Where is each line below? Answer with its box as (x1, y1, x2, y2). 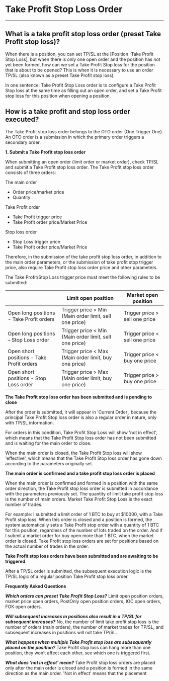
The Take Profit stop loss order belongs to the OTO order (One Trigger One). (5, 128, 163, 134)
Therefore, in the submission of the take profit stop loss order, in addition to (5, 253, 162, 260)
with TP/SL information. (5, 419, 54, 425)
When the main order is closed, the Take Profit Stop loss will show (5, 450, 142, 456)
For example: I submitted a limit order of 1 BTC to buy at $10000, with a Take (5, 511, 163, 517)
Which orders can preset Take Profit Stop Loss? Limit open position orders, (5, 592, 164, 599)
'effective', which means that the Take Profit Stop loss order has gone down (5, 455, 162, 461)
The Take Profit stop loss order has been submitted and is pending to (5, 394, 152, 400)
